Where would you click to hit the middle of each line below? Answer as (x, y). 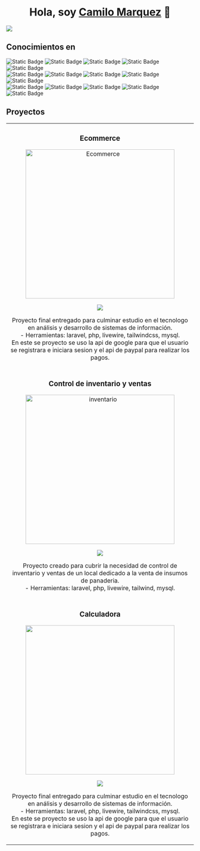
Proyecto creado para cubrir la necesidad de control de (100, 566)
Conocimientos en (41, 47)
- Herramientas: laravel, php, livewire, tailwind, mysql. (100, 588)
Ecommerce (100, 138)
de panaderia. (100, 581)
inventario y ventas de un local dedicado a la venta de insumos (100, 573)
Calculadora (100, 614)
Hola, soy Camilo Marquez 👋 (100, 12)
